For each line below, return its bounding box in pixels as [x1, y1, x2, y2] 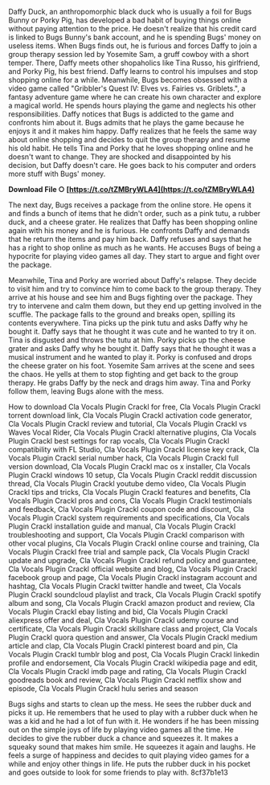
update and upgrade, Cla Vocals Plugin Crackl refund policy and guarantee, [8, 556, 259, 565]
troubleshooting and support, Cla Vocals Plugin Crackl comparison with [8, 530, 245, 539]
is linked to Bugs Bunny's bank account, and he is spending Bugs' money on [8, 32, 261, 42]
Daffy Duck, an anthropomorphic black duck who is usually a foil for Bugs [8, 7, 252, 16]
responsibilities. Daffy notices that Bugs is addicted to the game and [8, 109, 235, 119]
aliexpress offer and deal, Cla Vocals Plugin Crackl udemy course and [8, 615, 239, 625]
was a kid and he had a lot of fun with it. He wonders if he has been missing [8, 717, 260, 726]
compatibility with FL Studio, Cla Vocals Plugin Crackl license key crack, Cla [8, 445, 260, 454]
